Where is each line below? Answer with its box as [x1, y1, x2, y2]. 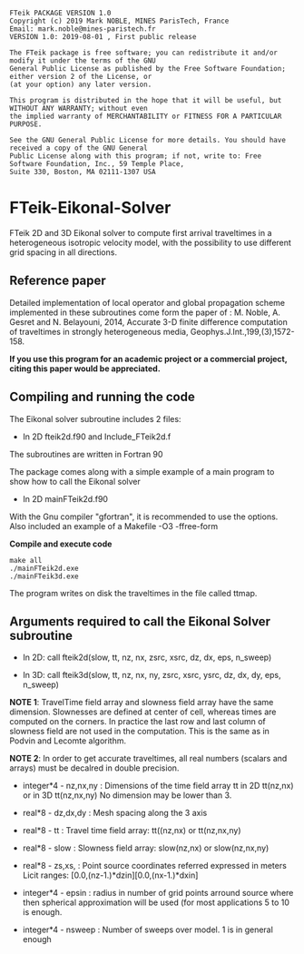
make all [9, 556, 43, 565]
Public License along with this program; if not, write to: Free [9, 152, 261, 161]
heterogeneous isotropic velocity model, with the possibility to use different [9, 237, 292, 248]
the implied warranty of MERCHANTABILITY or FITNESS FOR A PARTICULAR [9, 112, 282, 121]
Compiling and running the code [9, 389, 195, 405]
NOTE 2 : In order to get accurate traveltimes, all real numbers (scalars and [9, 753, 288, 764]
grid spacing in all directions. [9, 246, 118, 258]
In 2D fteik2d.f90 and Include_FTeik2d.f [22, 431, 172, 442]
